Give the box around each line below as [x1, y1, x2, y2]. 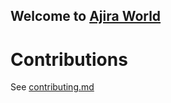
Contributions [10, 48, 128, 71]
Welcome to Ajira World [10, 8, 162, 25]
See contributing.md [10, 81, 95, 93]
